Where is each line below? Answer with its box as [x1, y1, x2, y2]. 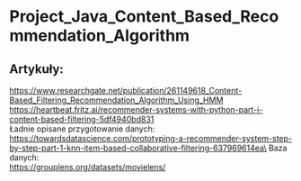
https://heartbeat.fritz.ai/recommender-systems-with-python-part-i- [9, 104, 263, 114]
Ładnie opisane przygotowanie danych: [9, 123, 155, 134]
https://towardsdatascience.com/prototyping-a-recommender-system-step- [9, 133, 293, 143]
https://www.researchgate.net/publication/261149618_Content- [9, 86, 243, 95]
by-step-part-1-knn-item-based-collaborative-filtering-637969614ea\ [9, 142, 267, 153]
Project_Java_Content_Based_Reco [9, 6, 279, 27]
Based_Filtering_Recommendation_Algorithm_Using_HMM [9, 95, 224, 105]
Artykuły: [9, 61, 65, 77]
